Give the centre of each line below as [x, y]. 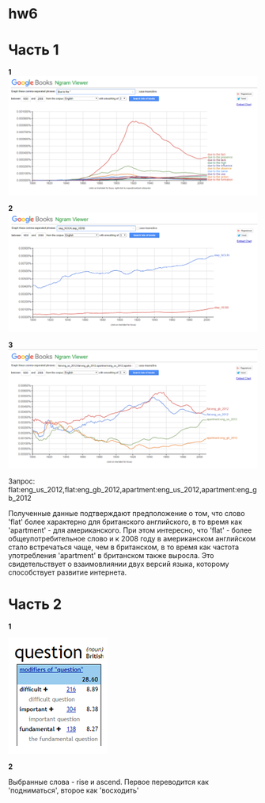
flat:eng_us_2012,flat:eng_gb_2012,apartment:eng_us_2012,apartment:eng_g [132, 490]
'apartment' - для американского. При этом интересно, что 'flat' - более [130, 530]
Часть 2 [35, 604]
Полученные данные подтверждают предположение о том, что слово [127, 514]
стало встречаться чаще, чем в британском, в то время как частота [124, 547]
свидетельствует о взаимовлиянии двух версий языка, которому [119, 564]
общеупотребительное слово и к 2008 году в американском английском [132, 539]
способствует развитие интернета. [68, 572]
